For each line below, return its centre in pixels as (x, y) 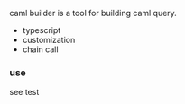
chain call (40, 49)
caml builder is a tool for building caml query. (93, 13)
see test (24, 92)
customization (49, 40)
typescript (42, 30)
